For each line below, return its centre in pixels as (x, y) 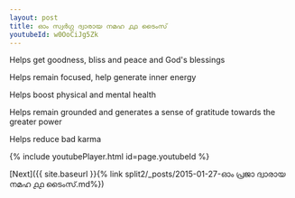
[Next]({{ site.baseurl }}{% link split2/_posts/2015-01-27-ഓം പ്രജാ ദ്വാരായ (147, 174)
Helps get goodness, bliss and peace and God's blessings (117, 60)
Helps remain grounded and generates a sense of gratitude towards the (143, 112)
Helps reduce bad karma (55, 139)
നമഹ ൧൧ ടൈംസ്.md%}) (57, 184)
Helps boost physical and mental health (83, 94)
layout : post (34, 18)
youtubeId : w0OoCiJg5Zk (54, 34)
